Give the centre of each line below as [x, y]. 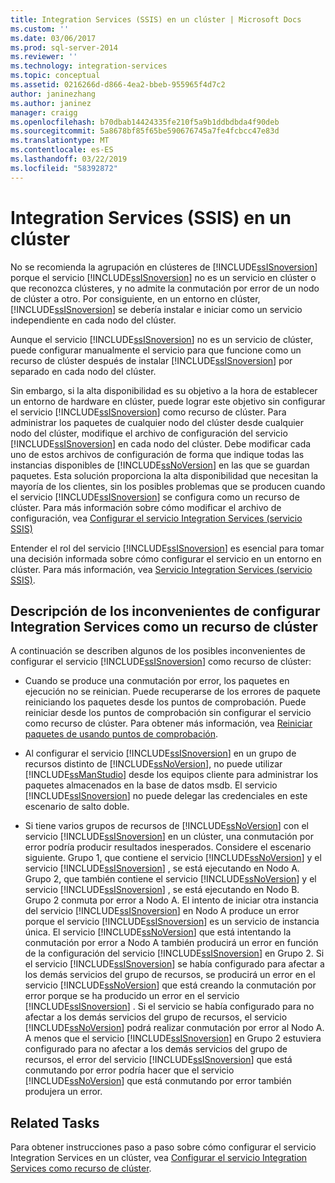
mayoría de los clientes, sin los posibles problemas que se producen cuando [168, 486]
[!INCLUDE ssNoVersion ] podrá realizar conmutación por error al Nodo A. [174, 1028]
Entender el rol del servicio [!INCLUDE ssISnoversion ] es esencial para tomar [167, 548]
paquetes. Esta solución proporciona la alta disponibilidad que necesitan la [164, 475]
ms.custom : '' [40, 29]
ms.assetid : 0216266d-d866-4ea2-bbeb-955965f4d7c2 [118, 85]
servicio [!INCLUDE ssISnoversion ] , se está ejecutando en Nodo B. [162, 890]
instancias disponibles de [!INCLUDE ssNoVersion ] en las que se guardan [160, 465]
